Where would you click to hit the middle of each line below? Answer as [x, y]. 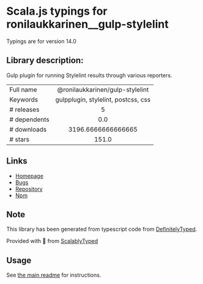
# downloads [28, 129]
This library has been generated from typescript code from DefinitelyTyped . [102, 229]
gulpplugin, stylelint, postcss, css [103, 99]
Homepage [29, 176]
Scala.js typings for [57, 11]
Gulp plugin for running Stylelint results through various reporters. [89, 75]
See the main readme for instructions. [54, 275]
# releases [24, 110]
